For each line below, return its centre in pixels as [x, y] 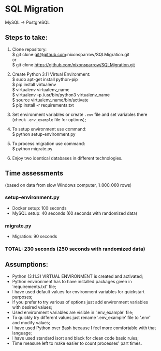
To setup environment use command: [49, 129]
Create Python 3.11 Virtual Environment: [51, 74]
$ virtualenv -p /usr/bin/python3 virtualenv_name [61, 95]
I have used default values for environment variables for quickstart [78, 291]
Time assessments [34, 173]
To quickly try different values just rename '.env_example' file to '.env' [81, 317]
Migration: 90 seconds [34, 237]
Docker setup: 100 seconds [39, 208]
